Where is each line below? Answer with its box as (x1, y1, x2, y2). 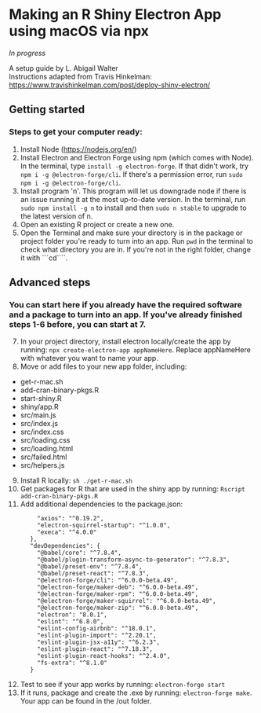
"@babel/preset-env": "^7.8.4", (37, 563, 143, 571)
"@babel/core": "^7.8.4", (37, 549, 122, 557)
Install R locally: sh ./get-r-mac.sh (20, 476, 132, 485)
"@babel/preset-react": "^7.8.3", (37, 570, 150, 578)
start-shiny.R (20, 394, 62, 403)
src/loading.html (20, 444, 74, 454)
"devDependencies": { (29, 542, 101, 550)
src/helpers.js (20, 461, 65, 470)
